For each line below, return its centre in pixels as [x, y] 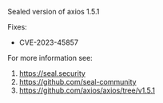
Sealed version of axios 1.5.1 [54, 12]
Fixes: [17, 27]
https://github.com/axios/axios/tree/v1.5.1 [87, 90]
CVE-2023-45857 [49, 42]
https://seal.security [52, 73]
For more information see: [50, 58]
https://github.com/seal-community [78, 82]
